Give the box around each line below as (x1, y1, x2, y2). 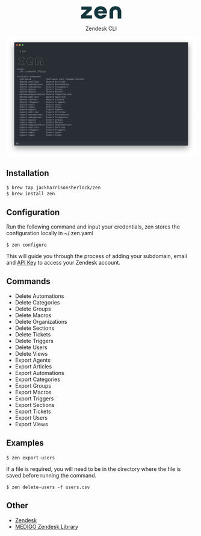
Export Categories (14, 376, 60, 383)
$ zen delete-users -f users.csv (6, 484, 90, 490)
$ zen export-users (6, 455, 55, 461)
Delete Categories (14, 298, 60, 306)
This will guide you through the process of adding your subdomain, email (6, 253, 188, 260)
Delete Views (14, 350, 48, 357)
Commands (6, 276, 51, 286)
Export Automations (14, 369, 64, 376)
